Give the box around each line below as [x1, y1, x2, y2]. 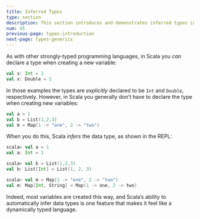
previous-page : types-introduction [6, 31, 95, 37]
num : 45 [6, 25, 26, 32]
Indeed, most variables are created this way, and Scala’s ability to [6, 193, 167, 200]
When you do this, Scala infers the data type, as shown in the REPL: [6, 133, 173, 140]
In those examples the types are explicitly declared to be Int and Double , [6, 87, 184, 94]
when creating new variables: [6, 99, 79, 107]
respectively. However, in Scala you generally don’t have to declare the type [6, 93, 192, 100]
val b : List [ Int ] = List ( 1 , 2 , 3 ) [6, 166, 92, 172]
